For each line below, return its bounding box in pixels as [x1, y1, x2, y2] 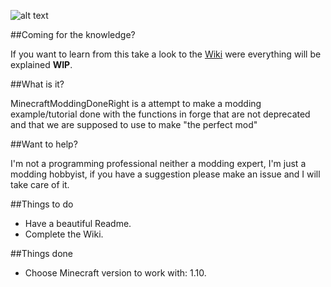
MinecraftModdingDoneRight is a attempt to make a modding [10, 98, 262, 109]
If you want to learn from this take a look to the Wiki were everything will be [10, 48, 322, 60]
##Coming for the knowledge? [10, 29, 136, 40]
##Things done [10, 248, 74, 259]
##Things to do [10, 198, 74, 210]
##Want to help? [10, 138, 78, 150]
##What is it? [10, 78, 65, 90]
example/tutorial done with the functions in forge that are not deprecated [10, 108, 311, 120]
